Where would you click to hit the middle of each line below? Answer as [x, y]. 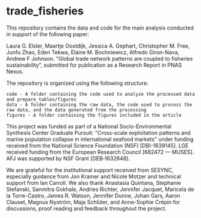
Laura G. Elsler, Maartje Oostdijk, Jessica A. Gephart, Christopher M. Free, [98, 46]
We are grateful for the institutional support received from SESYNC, [90, 170]
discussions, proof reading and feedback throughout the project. [86, 208]
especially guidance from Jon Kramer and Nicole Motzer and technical [94, 176]
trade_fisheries [45, 11]
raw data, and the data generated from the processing [76, 110]
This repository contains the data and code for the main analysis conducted [100, 28]
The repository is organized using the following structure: [77, 83]
